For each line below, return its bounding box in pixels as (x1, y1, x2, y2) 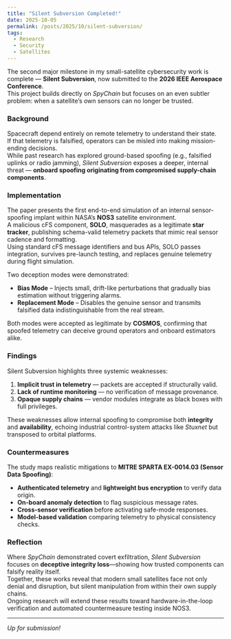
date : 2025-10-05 (7, 17, 57, 23)
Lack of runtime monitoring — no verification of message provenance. (16, 387, 219, 396)
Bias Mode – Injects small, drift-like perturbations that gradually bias (16, 284, 211, 293)
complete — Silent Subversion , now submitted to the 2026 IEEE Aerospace (7, 74, 223, 83)
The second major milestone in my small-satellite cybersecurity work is (7, 67, 209, 76)
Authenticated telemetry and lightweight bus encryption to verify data (16, 483, 222, 492)
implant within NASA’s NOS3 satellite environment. (34, 213, 177, 222)
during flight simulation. (7, 258, 74, 266)
